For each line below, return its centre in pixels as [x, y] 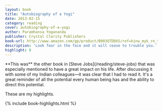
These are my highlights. [30, 94]
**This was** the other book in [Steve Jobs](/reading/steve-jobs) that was [80, 64]
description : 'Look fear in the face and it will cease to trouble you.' [81, 46]
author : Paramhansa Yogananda [36, 32]
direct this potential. [25, 84]
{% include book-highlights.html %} [41, 103]
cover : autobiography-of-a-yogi [38, 28]
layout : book [18, 9]
